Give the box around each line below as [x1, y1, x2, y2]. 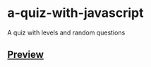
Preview [7, 49, 44, 61]
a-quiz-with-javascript [7, 5, 144, 21]
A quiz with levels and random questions [7, 28, 126, 37]
